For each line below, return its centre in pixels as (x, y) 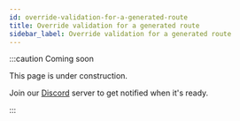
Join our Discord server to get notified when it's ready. (109, 93)
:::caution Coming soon (52, 59)
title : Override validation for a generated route (105, 26)
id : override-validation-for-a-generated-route (99, 17)
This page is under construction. (69, 76)
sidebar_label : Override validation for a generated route (120, 34)
